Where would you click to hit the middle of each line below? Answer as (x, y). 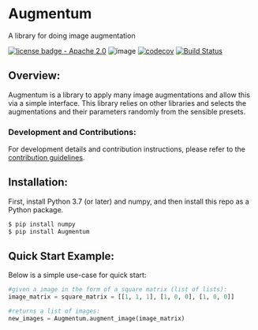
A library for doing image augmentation (72, 36)
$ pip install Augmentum (49, 231)
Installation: (38, 182)
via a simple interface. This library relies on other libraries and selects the (127, 103)
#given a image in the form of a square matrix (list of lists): (118, 290)
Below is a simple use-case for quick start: (77, 275)
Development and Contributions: (72, 132)
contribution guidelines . (47, 158)
